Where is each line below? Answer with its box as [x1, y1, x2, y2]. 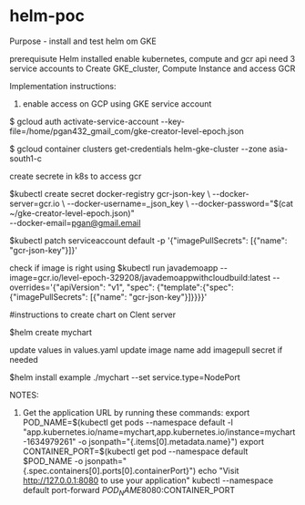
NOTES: [9, 389, 39, 400]
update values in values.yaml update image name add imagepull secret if [9, 344, 283, 356]
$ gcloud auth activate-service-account [9, 116, 159, 127]
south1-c [9, 152, 43, 164]
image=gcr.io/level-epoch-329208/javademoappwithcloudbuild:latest [9, 272, 271, 283]
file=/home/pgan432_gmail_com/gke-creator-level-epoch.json [9, 125, 244, 137]
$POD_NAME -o [22, 455, 84, 466]
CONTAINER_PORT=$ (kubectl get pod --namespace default [22, 446, 249, 457]
